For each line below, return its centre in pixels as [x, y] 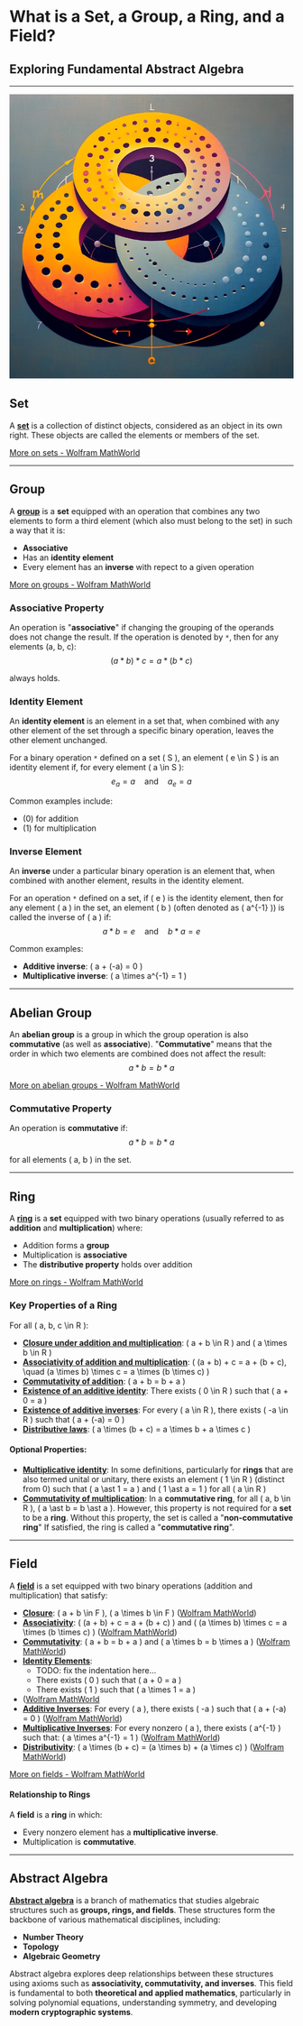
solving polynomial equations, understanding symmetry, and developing [143, 2002]
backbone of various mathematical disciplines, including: [115, 1920]
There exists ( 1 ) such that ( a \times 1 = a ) [116, 1690]
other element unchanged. [59, 741]
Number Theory [53, 1937]
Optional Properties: [48, 1450]
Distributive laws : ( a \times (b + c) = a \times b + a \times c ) [136, 1429]
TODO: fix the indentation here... [96, 1670]
